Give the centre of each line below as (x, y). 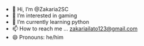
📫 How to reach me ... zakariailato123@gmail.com (75, 29)
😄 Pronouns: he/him (38, 37)
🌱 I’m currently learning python (51, 22)
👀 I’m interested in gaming (44, 16)
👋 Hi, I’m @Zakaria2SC (40, 9)
